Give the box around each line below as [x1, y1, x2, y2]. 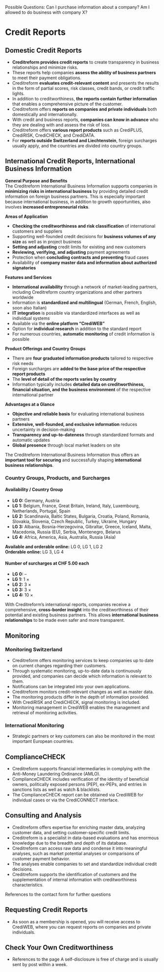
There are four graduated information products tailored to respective [12, 355, 153, 361]
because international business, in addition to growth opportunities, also [5, 199, 151, 205]
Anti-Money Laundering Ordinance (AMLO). [12, 771, 100, 777]
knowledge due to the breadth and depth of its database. [12, 840, 127, 846]
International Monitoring [5, 722, 65, 729]
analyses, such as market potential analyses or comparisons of [12, 850, 140, 856]
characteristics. [12, 881, 44, 887]
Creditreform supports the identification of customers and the [12, 871, 137, 877]
